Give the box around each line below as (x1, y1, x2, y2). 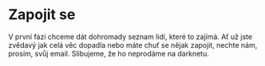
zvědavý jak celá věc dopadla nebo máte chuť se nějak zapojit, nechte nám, (8, 40, 258, 49)
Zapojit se (8, 6, 76, 24)
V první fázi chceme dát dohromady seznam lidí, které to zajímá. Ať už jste (8, 32, 253, 41)
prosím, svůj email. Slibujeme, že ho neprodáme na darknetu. (8, 49, 209, 58)
